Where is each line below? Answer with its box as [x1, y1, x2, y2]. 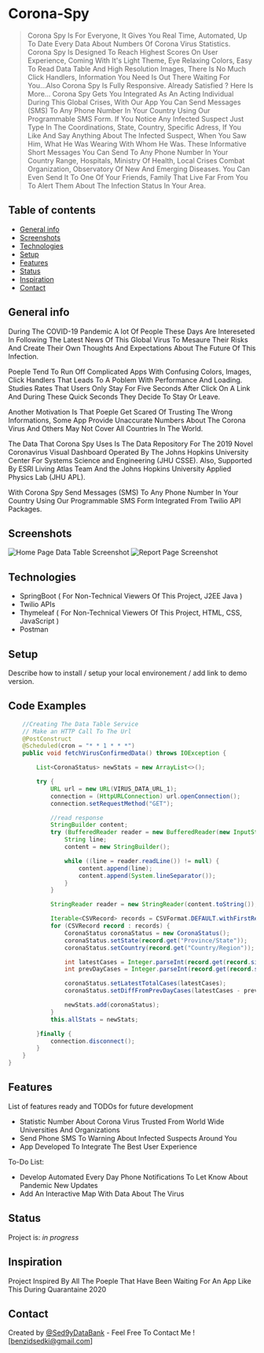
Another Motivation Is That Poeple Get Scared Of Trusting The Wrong [8, 407, 233, 416]
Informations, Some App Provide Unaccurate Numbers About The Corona [8, 415, 246, 425]
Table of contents [8, 203, 96, 217]
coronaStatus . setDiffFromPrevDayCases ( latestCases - [64, 987, 241, 995]
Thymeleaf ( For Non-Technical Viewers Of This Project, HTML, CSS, [19, 608, 242, 617]
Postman [19, 625, 49, 634]
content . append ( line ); [78, 865, 153, 872]
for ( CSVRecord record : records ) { [49, 922, 170, 931]
